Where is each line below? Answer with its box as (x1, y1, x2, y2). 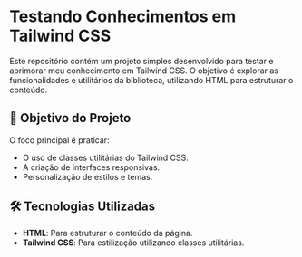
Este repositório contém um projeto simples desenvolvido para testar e (9, 55, 274, 66)
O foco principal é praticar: (9, 134, 111, 146)
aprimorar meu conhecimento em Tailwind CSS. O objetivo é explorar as (9, 65, 279, 76)
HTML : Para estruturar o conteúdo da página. (22, 227, 193, 238)
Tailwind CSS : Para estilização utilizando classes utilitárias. (22, 237, 245, 248)
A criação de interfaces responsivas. (22, 161, 161, 173)
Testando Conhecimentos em (9, 6, 237, 27)
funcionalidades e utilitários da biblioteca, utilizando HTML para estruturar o (9, 74, 294, 85)
